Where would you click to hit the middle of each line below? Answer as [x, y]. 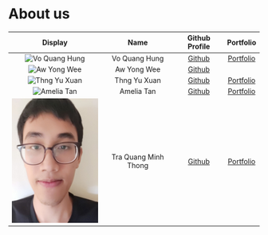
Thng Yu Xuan [138, 80]
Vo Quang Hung [138, 58]
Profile [199, 47]
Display [55, 42]
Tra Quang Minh [138, 157]
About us [39, 14]
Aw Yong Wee [138, 69]
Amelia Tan [138, 92]
